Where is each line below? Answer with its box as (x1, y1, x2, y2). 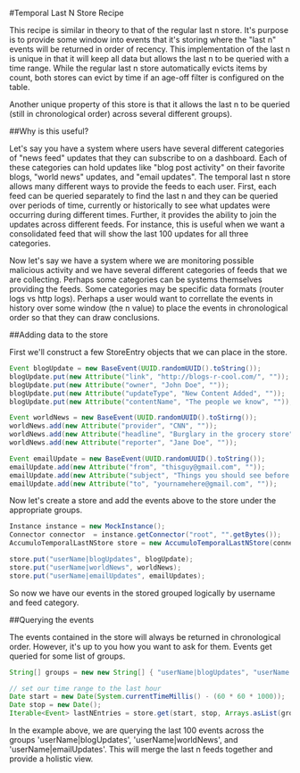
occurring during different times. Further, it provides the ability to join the (9, 210, 277, 220)
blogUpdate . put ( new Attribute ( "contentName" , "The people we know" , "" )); (9, 397, 294, 406)
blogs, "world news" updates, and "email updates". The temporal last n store (9, 171, 291, 182)
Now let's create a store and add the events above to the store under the (9, 495, 277, 506)
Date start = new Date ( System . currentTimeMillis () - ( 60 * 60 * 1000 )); (9, 692, 286, 702)
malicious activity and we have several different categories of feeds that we (9, 265, 287, 275)
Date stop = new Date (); (9, 701, 102, 710)
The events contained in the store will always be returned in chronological (9, 631, 281, 642)
